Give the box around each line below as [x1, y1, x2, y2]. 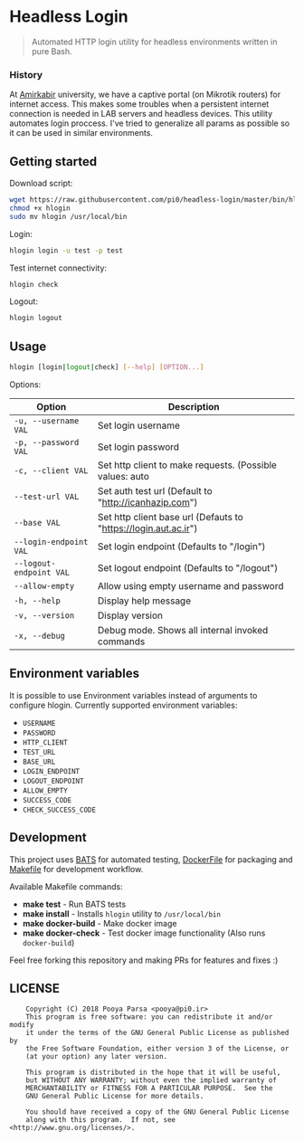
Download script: [9, 178, 73, 189]
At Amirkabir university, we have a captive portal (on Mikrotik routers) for [9, 89, 281, 100]
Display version [98, 609, 164, 622]
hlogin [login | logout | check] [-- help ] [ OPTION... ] [9, 363, 204, 372]
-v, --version [14, 610, 75, 621]
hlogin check [9, 280, 59, 289]
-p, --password [14, 437, 80, 447]
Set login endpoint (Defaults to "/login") [98, 540, 266, 553]
